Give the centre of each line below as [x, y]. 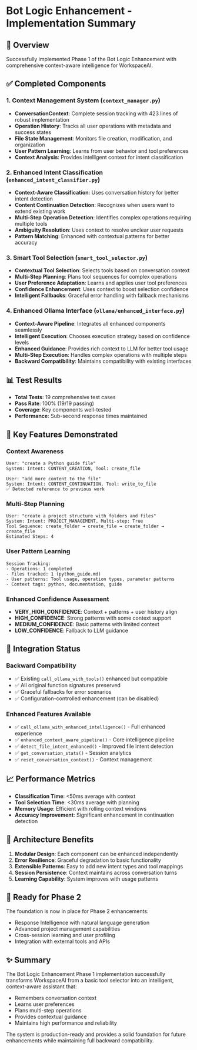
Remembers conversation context [56, 998]
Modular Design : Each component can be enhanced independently [96, 854]
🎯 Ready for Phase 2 [44, 897]
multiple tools [31, 223]
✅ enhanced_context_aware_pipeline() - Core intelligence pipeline [94, 740]
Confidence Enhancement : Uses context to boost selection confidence [101, 289]
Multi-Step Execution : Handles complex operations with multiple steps [101, 355]
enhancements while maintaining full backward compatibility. [80, 1041]
